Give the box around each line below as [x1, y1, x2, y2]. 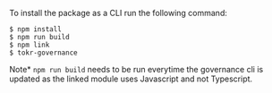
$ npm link [9, 40, 50, 49]
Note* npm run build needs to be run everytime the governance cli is [9, 64, 264, 74]
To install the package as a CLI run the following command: [9, 8, 228, 18]
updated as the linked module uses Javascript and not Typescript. [9, 73, 253, 84]
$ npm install [9, 25, 63, 34]
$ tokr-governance [9, 48, 78, 57]
